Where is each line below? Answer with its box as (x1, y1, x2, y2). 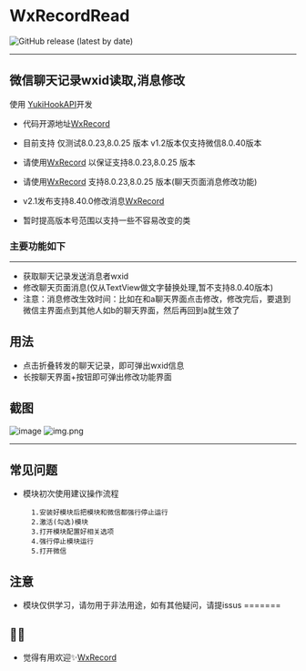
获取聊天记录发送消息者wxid (22, 270, 129, 282)
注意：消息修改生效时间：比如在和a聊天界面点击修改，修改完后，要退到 (22, 293, 291, 305)
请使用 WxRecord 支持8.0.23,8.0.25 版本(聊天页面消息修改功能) (22, 176, 258, 187)
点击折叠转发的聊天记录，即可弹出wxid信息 (22, 360, 185, 371)
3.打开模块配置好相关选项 (31, 527, 115, 537)
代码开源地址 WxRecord (22, 117, 111, 128)
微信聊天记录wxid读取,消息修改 (9, 73, 185, 88)
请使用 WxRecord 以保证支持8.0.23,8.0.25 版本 (22, 157, 196, 168)
